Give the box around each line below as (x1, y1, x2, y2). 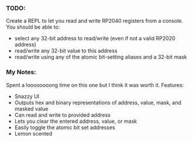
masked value (14, 105, 49, 112)
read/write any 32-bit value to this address (14, 47, 118, 54)
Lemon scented (14, 130, 53, 137)
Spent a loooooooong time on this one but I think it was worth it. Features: (6, 81, 184, 88)
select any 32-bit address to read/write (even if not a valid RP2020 (14, 35, 175, 42)
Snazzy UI (14, 92, 40, 100)
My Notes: (6, 68, 36, 77)
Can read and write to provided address (14, 111, 111, 118)
